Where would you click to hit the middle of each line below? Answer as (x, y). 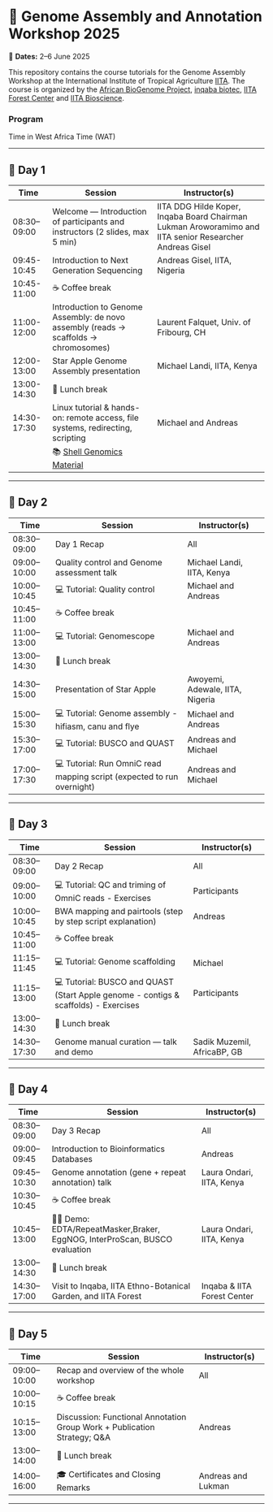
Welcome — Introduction (100, 212)
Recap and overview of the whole (120, 1371)
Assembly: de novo (89, 318)
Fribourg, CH (182, 332)
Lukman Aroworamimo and (208, 227)
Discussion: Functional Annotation (121, 1417)
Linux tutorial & (81, 408)
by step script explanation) (106, 921)
